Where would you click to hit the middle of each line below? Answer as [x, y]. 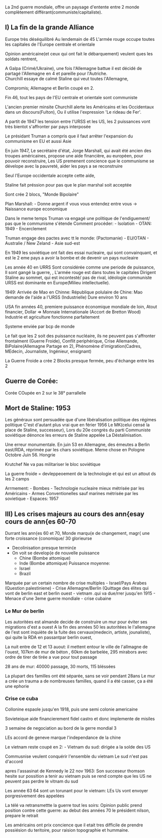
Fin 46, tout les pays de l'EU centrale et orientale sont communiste [71, 97]
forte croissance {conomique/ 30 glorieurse [49, 538]
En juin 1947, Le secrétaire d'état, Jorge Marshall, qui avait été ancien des [78, 151]
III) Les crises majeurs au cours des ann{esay [75, 514]
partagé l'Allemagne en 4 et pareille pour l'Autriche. [56, 73]
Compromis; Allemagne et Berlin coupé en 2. [50, 88]
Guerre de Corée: [31, 381]
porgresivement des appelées [35, 796]
